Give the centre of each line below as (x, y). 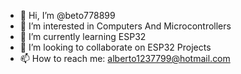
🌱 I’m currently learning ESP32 (83, 36)
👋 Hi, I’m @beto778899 (67, 15)
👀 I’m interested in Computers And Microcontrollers (125, 26)
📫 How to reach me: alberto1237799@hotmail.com (125, 58)
